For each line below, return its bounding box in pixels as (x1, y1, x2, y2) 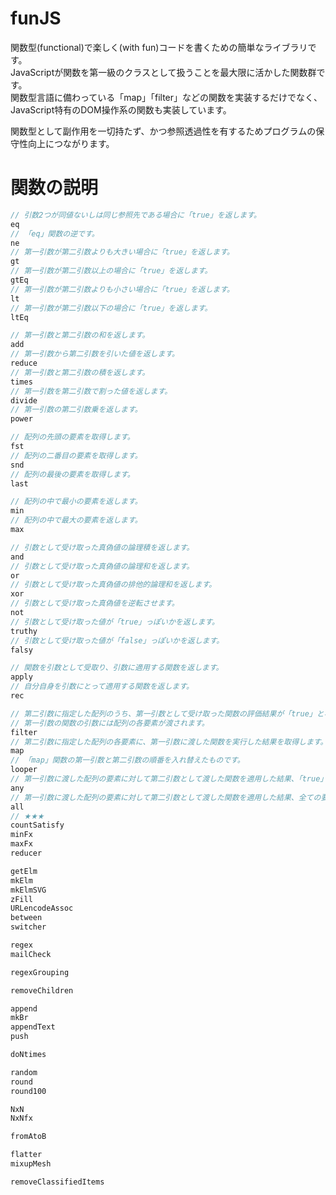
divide (10, 395, 38, 406)
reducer (10, 848, 43, 858)
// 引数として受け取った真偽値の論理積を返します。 (10, 542, 195, 552)
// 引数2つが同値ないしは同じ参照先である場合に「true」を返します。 (10, 210, 262, 220)
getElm (10, 866, 38, 876)
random (10, 1067, 38, 1077)
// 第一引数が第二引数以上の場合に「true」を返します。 (10, 266, 213, 276)
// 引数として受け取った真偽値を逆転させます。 (10, 598, 180, 609)
